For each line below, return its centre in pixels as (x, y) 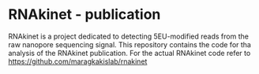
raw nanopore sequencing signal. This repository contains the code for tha (129, 44)
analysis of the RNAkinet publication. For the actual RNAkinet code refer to (129, 53)
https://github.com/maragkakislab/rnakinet (78, 61)
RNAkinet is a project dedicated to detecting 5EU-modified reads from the (128, 36)
